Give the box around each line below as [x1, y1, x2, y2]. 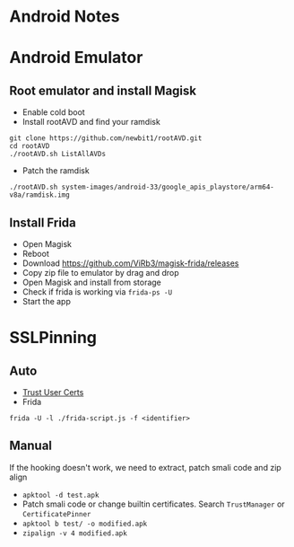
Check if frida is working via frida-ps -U [22, 287, 173, 297]
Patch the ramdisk [22, 165, 90, 176]
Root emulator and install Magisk [9, 83, 197, 98]
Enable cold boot [22, 107, 85, 118]
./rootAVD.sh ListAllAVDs [9, 150, 106, 159]
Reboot [22, 249, 49, 259]
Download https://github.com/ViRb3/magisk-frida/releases [22, 258, 239, 269]
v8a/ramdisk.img [9, 190, 70, 199]
